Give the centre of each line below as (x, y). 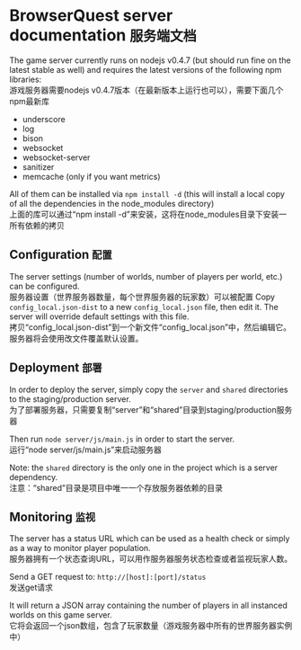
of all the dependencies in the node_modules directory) (112, 203)
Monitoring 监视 (53, 516)
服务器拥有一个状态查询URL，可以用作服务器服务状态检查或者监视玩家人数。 (151, 559)
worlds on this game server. (61, 615)
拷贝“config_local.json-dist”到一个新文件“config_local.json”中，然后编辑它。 (150, 327)
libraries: (26, 79)
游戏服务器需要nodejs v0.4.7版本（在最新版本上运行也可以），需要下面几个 (146, 90)
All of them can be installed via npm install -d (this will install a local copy (147, 193)
